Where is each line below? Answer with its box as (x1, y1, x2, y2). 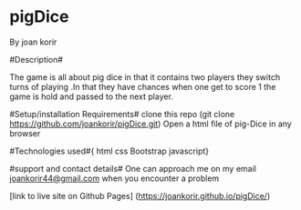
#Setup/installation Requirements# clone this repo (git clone (9, 108, 235, 119)
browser (9, 127, 41, 138)
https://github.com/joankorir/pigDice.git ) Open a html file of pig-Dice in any (9, 118, 292, 129)
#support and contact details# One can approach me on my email (9, 163, 257, 174)
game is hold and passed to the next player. (9, 91, 173, 102)
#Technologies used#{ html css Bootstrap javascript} (9, 145, 210, 156)
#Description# (9, 54, 64, 65)
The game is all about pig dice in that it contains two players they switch (9, 71, 281, 83)
